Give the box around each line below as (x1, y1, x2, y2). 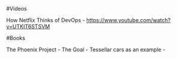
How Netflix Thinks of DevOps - (6, 17, 85, 23)
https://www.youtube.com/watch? (86, 17, 171, 23)
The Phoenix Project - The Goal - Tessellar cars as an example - (6, 46, 166, 53)
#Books (6, 35, 25, 41)
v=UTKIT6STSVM (6, 23, 50, 30)
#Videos (6, 5, 27, 12)
